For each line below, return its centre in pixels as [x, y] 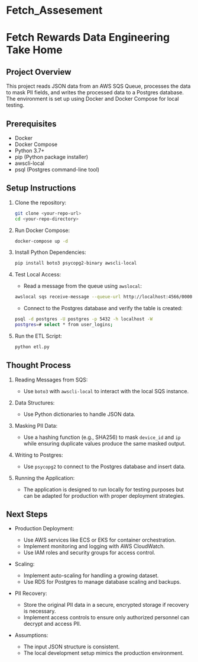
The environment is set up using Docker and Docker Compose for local [92, 99]
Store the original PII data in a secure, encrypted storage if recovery [106, 605]
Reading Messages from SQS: [51, 380]
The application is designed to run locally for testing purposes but [104, 489]
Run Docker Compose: [42, 230]
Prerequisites [31, 124]
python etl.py [32, 347]
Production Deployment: [44, 529]
